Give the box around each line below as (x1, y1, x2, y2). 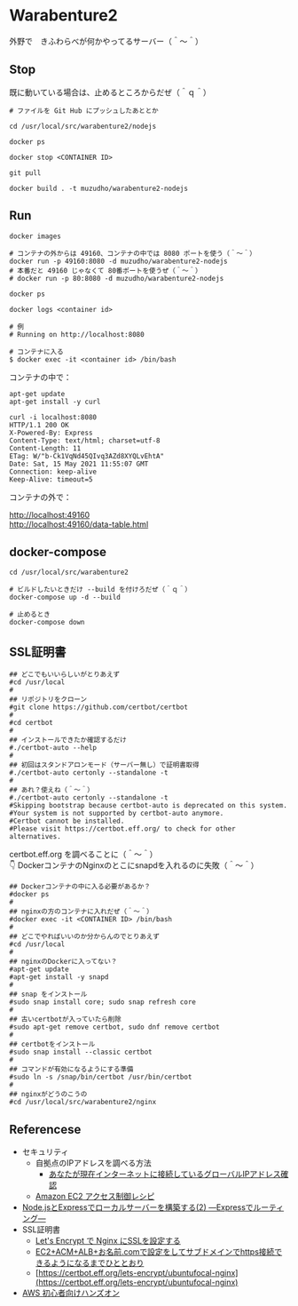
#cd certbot (9, 719, 53, 728)
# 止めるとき (9, 610, 51, 619)
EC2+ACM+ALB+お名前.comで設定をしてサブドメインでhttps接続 (35, 1246, 275, 1257)
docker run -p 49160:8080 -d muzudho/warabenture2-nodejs (9, 257, 228, 266)
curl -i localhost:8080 (9, 412, 98, 422)
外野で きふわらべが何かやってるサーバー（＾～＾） (9, 36, 204, 46)
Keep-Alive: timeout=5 (9, 474, 93, 484)
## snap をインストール (9, 990, 88, 999)
